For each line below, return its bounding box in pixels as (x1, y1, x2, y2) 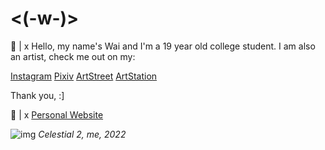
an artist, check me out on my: (10, 50, 136, 62)
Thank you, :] (10, 89, 65, 101)
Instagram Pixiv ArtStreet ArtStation (10, 70, 158, 82)
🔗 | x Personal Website (10, 108, 104, 121)
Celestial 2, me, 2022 (38, 128, 127, 140)
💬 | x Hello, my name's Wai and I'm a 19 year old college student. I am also (10, 40, 316, 52)
